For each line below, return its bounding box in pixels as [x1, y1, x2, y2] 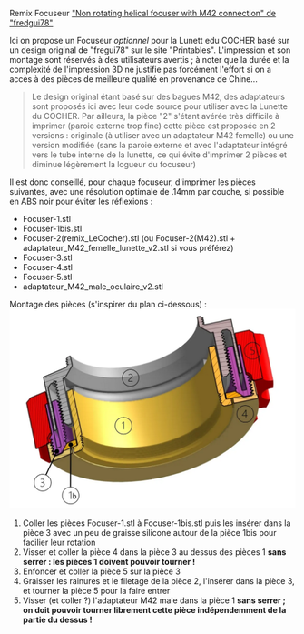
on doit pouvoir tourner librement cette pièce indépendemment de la [22, 604, 287, 615]
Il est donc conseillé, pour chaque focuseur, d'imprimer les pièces [9, 176, 257, 187]
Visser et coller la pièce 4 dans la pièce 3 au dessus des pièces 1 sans [22, 546, 287, 558]
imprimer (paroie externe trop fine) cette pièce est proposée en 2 [31, 120, 276, 131]
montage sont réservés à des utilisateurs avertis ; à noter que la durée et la [9, 55, 289, 65]
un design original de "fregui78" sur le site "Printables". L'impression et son [9, 45, 291, 55]
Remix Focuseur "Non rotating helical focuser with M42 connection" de [9, 8, 277, 18]
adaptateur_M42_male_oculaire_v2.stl [22, 281, 163, 292]
